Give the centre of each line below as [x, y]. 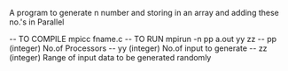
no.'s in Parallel [37, 22]
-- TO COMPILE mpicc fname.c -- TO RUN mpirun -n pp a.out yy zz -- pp [143, 39]
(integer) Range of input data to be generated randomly [110, 57]
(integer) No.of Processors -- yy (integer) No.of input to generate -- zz [138, 48]
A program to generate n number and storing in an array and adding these [144, 13]
